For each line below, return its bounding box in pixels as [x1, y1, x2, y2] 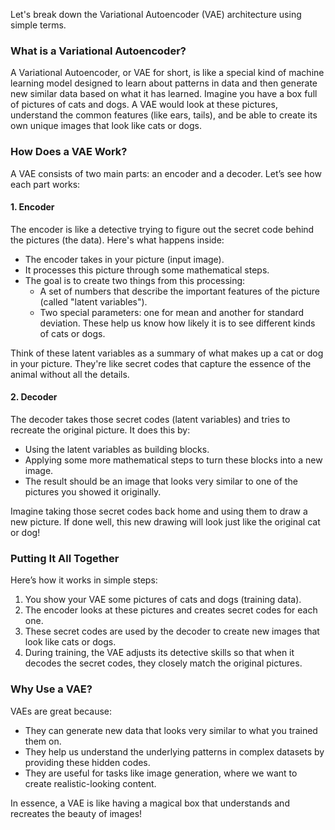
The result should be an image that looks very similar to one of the [24, 475, 298, 487]
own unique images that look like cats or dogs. [10, 120, 202, 132]
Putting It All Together [10, 551, 120, 565]
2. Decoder [10, 391, 58, 403]
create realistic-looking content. [24, 777, 157, 789]
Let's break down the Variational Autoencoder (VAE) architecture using [10, 9, 302, 20]
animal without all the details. [10, 368, 130, 380]
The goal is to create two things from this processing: [24, 274, 246, 286]
